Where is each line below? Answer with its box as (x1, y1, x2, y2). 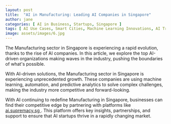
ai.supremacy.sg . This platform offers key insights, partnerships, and (5, 107, 151, 113)
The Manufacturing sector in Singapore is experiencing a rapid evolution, (5, 45, 159, 51)
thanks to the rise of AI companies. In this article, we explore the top (5, 50, 149, 56)
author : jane (5, 17, 33, 22)
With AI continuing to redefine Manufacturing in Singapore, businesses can (5, 97, 163, 103)
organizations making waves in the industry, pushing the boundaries (19, 56, 163, 61)
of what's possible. (5, 61, 45, 67)
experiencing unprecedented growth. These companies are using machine (5, 76, 162, 82)
